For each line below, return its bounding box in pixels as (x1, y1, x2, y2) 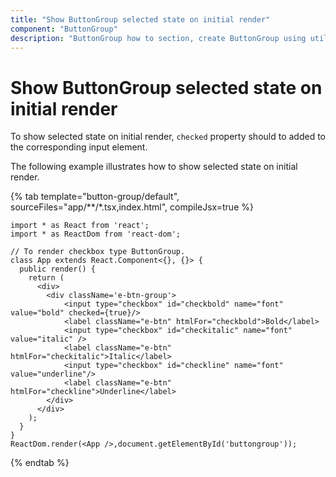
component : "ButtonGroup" (10, 24, 118, 34)
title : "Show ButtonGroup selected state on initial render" (10, 14, 271, 25)
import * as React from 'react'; (10, 221, 150, 231)
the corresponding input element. (10, 141, 148, 153)
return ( (28, 273, 65, 283)
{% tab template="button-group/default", (10, 191, 180, 203)
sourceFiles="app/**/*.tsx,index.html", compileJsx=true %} (10, 201, 254, 213)
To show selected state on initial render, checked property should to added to (10, 131, 327, 143)
